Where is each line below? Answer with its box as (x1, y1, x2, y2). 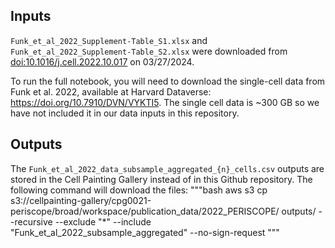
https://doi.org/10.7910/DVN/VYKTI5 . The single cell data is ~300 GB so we (10, 96, 320, 108)
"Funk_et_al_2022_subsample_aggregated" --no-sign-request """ (10, 226, 280, 238)
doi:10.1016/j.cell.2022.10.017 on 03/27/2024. (10, 55, 195, 68)
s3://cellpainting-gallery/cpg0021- (10, 194, 152, 206)
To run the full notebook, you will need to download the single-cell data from (10, 75, 326, 87)
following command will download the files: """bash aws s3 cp (10, 184, 268, 196)
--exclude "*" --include (54, 215, 152, 228)
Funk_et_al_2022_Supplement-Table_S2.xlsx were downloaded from (10, 45, 288, 57)
